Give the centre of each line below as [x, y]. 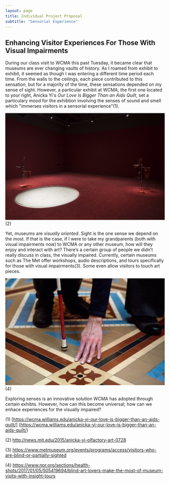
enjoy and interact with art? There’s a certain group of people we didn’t [79, 250]
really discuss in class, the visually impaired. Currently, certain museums [81, 255]
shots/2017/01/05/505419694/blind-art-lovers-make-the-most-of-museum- [84, 470]
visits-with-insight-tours [30, 476]
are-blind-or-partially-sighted [36, 455]
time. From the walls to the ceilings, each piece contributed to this [74, 79]
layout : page [19, 11]
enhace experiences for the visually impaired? [53, 409]
